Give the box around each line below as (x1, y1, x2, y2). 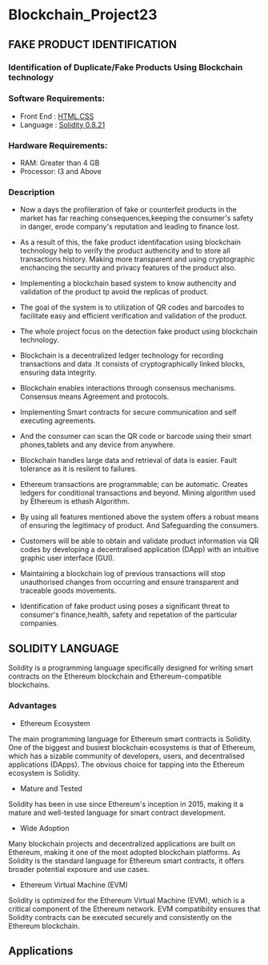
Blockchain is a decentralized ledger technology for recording (19, 351, 224, 360)
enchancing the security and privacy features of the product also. (19, 263, 237, 273)
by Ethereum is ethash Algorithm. (19, 497, 130, 506)
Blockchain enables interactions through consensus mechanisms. (19, 383, 237, 393)
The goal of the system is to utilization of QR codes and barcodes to (19, 302, 245, 312)
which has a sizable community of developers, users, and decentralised (8, 751, 246, 760)
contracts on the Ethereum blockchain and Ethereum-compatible (8, 671, 222, 681)
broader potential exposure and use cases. (8, 864, 150, 874)
